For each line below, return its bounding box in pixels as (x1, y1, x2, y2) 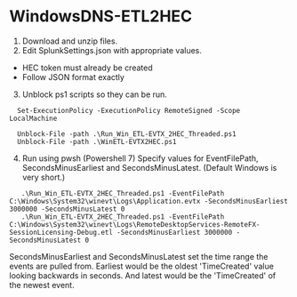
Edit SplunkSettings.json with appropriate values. (21, 44, 203, 55)
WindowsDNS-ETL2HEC (9, 6, 193, 27)
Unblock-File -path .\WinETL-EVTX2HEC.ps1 (17, 137, 177, 146)
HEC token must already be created (21, 62, 153, 73)
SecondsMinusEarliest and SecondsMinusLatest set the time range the (9, 251, 269, 261)
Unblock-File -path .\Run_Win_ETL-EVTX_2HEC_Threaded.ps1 (17, 129, 237, 139)
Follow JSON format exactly (21, 71, 124, 82)
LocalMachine (9, 114, 58, 123)
